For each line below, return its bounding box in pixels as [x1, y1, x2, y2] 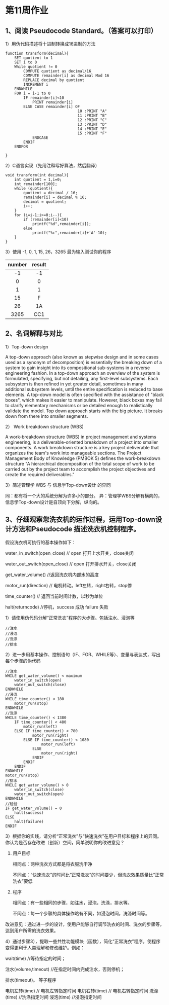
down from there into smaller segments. [5, 413, 88, 419]
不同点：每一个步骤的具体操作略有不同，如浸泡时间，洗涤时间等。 [12, 910, 150, 916]
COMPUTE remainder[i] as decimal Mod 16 [23, 73, 109, 78]
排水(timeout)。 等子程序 [5, 977, 57, 983]
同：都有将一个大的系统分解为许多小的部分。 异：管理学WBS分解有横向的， [5, 492, 162, 498]
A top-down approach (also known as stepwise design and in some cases [5, 353, 159, 360]
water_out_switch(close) [14, 682, 67, 687]
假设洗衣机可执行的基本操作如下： [5, 539, 76, 545]
